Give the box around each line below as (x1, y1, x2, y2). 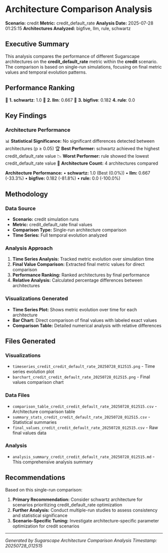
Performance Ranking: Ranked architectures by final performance (12, 272, 150, 278)
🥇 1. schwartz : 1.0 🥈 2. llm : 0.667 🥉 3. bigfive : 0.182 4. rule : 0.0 (5, 97, 135, 103)
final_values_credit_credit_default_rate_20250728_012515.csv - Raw (12, 424, 158, 430)
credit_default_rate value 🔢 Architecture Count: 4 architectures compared (5, 160, 158, 166)
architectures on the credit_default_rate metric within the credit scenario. (5, 59, 158, 65)
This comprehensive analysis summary (12, 459, 93, 465)
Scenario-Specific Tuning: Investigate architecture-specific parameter (12, 517, 159, 523)
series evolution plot (12, 369, 54, 375)
